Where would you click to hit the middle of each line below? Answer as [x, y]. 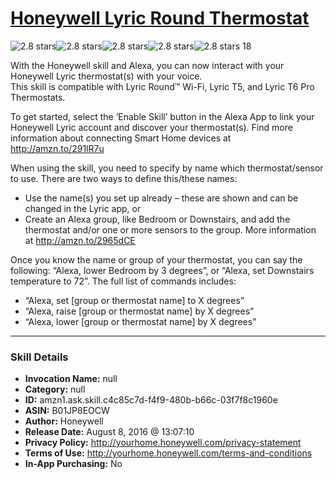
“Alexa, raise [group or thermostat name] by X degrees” [139, 311]
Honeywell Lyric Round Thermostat [160, 18]
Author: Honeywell [64, 421]
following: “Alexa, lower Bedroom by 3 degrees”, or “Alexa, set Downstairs [162, 270]
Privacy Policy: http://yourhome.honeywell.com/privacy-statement [163, 443]
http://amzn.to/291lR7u [57, 148]
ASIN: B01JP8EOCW [67, 411]
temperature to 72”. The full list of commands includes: [123, 281]
